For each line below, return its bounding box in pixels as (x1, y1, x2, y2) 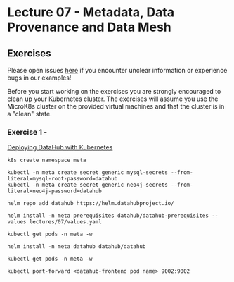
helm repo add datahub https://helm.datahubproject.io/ (7, 200, 174, 207)
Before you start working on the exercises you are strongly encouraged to (7, 87, 221, 95)
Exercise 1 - (7, 127, 48, 137)
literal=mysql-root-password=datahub (7, 176, 118, 183)
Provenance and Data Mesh (7, 19, 171, 35)
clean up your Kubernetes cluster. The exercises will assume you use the (7, 94, 219, 103)
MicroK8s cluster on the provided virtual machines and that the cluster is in (7, 102, 225, 110)
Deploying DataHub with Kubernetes (7, 143, 113, 152)
